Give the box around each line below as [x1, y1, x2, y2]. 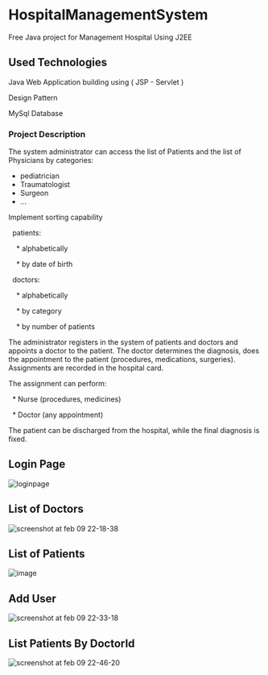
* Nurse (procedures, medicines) [11, 394, 122, 404]
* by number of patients [15, 322, 95, 331]
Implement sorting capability [8, 212, 103, 223]
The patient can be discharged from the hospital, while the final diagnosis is [8, 426, 260, 435]
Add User [8, 591, 56, 606]
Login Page [8, 457, 66, 471]
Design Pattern [8, 93, 58, 102]
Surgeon [19, 188, 49, 198]
